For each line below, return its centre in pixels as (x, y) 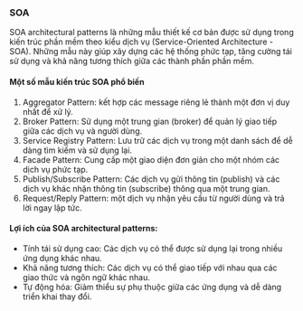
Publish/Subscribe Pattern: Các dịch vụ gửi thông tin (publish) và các (151, 179)
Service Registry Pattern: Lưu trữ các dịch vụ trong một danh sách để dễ (157, 140)
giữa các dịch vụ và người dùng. (82, 131)
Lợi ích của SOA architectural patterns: (84, 229)
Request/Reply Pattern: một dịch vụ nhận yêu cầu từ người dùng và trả (153, 198)
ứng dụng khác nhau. (62, 258)
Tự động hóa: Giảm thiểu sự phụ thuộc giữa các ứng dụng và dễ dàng (152, 287)
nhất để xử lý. (48, 111)
